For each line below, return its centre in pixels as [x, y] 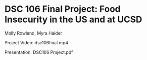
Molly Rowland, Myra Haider [33, 33]
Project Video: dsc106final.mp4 [37, 42]
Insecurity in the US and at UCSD [73, 19]
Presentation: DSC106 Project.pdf [39, 52]
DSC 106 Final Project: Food [63, 9]
